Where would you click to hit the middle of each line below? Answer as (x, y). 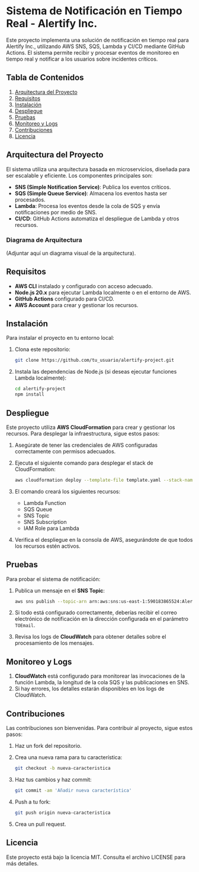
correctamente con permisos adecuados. (65, 451)
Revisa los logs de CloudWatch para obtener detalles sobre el (90, 637)
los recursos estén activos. (48, 546)
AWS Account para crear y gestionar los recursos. (76, 305)
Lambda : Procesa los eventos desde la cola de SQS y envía (87, 206)
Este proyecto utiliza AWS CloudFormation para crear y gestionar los (91, 427)
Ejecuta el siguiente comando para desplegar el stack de (84, 463)
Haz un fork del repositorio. (48, 746)
